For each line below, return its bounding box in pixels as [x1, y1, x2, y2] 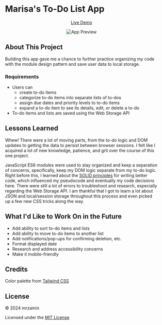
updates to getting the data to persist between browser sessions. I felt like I [5, 142, 156, 148]
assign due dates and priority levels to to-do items [19, 100, 120, 106]
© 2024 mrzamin [5, 305, 40, 311]
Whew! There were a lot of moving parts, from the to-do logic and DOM [5, 137, 148, 143]
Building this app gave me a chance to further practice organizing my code [5, 56, 155, 62]
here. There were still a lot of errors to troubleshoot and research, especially [5, 182, 158, 188]
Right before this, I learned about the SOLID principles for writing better [5, 172, 148, 178]
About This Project [5, 43, 63, 52]
